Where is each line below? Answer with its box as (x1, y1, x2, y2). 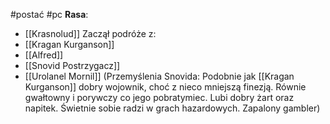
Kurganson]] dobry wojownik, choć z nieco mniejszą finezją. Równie (24, 81, 307, 93)
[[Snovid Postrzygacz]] (24, 60, 121, 71)
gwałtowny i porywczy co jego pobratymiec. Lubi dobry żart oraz (24, 92, 295, 103)
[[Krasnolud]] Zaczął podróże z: (24, 28, 157, 39)
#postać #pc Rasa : (10, 9, 89, 20)
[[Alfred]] (24, 49, 64, 61)
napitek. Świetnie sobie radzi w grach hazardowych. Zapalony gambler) (24, 102, 321, 114)
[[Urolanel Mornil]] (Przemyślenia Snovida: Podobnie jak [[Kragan (24, 70, 295, 82)
